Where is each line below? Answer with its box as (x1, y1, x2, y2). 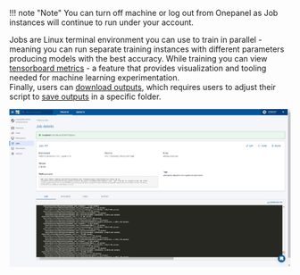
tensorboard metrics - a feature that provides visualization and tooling (9, 62, 267, 73)
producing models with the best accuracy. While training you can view (9, 54, 268, 63)
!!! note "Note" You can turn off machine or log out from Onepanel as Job (9, 8, 279, 18)
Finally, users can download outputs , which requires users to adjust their (9, 82, 277, 92)
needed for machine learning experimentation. (9, 72, 180, 83)
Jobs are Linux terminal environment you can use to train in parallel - (9, 35, 262, 45)
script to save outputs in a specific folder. (9, 91, 162, 102)
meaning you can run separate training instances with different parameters (9, 44, 285, 54)
